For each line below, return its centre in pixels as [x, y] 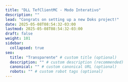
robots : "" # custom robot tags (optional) [56, 72]
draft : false [19, 34]
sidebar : [14, 43]
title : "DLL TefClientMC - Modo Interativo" [53, 10]
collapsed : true [27, 48]
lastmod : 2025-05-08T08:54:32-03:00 [44, 29]
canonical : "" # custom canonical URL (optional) [63, 67]
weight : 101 [18, 39]
